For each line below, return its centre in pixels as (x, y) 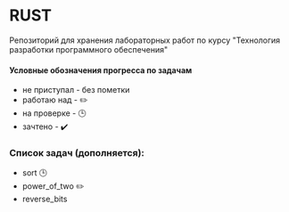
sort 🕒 (34, 173)
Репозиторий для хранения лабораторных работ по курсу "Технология (145, 40)
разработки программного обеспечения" (88, 49)
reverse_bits (45, 199)
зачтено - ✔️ (45, 126)
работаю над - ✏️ (55, 100)
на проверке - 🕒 (54, 113)
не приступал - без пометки (76, 90)
